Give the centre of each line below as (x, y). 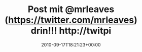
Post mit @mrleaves (71, 9)
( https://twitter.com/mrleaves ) (71, 20)
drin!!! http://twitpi (71, 31)
